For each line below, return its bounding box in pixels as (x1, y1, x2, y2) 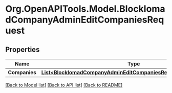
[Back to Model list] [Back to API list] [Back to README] (5, 82, 123, 88)
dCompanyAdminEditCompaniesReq (5, 14, 164, 26)
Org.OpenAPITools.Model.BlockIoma (5, 3, 165, 15)
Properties (5, 45, 40, 54)
